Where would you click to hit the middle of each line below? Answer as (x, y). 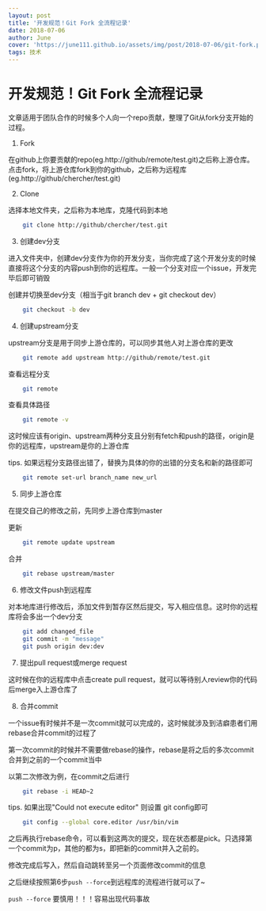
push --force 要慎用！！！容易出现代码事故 (79, 899)
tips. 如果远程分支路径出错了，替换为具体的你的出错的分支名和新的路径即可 (131, 463)
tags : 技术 (25, 52)
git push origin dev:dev (63, 646)
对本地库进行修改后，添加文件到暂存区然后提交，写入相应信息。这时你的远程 (133, 606)
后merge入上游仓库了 (43, 689)
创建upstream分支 (49, 326)
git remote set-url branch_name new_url (90, 478)
